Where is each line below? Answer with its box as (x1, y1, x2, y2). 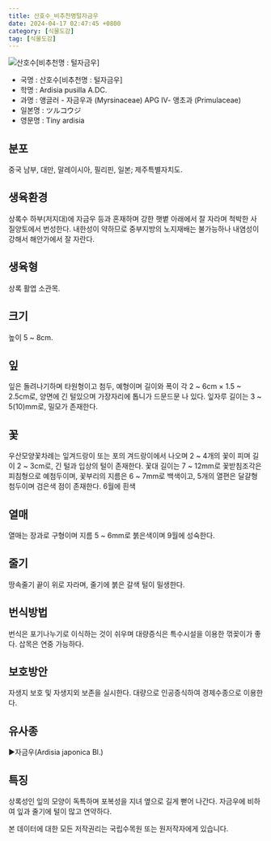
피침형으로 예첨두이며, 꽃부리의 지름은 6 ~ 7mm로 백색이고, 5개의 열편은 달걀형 (8, 472, 258, 481)
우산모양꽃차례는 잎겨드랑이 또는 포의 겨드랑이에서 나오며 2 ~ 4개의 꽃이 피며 (8, 451, 251, 461)
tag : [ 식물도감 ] (8, 34, 57, 43)
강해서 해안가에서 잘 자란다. (8, 234, 95, 244)
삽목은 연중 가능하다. (19, 639, 84, 649)
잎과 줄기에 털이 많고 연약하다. (16, 807, 112, 816)
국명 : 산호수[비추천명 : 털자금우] (19, 75, 123, 85)
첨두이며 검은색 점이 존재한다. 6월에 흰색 (8, 481, 136, 491)
